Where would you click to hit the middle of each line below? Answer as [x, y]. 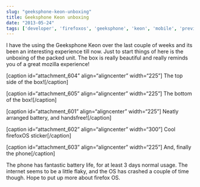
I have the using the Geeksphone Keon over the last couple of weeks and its [99, 45]
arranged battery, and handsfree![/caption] [59, 118]
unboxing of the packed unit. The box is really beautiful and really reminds [97, 58]
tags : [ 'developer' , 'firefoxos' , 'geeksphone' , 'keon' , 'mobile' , [92, 28]
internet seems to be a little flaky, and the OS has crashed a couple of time [98, 172]
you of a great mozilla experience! [48, 64]
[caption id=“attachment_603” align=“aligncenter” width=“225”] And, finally [99, 147]
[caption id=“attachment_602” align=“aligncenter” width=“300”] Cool [91, 129]
